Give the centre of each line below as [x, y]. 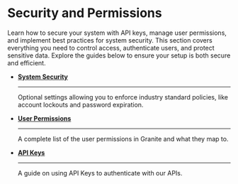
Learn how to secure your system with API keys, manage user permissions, [117, 33]
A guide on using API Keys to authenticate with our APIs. [100, 173]
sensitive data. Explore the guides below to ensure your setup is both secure [119, 55]
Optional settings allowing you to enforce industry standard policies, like [123, 97]
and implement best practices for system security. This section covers [110, 40]
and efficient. [27, 63]
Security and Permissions [85, 13]
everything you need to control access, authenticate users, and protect [111, 48]
